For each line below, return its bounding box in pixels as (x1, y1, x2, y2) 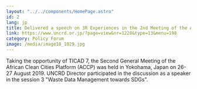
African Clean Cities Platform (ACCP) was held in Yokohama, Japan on (6, 63, 176, 70)
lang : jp (6, 19, 28, 25)
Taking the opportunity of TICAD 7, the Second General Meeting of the (6, 57, 176, 64)
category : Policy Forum (6, 36, 64, 42)
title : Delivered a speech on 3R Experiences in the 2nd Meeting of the (6, 25, 188, 31)
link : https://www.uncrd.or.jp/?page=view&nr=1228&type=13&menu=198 (6, 30, 177, 36)
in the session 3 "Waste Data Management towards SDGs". (6, 76, 148, 83)
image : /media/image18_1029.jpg (6, 42, 85, 47)
